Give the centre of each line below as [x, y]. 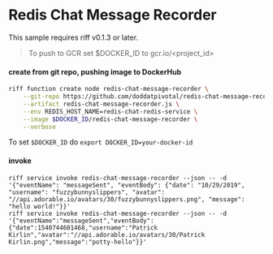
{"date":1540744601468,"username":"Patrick [83, 228]
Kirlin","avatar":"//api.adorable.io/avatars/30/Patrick [107, 235]
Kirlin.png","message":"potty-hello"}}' [78, 242]
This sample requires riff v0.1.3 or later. [74, 37]
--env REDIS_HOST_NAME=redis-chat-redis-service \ [110, 111]
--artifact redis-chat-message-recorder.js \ [102, 104]
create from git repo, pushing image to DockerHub [95, 71]
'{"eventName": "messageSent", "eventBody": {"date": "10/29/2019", [127, 185]
